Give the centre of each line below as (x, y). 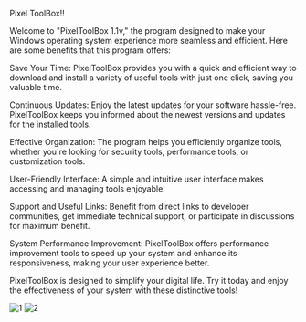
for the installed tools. (50, 124)
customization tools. (47, 161)
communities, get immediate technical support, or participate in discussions (152, 216)
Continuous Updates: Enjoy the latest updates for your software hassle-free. (153, 105)
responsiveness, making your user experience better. (110, 263)
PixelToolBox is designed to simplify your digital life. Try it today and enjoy (149, 280)
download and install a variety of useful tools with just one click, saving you (152, 78)
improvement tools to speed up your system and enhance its (123, 253)
